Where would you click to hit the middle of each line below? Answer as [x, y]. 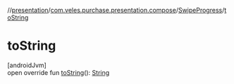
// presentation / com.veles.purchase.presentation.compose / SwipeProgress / [116, 10]
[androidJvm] [27, 65]
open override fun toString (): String [58, 72]
